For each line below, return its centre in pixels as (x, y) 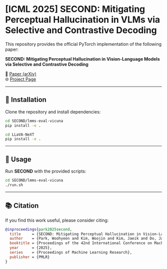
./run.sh (14, 185)
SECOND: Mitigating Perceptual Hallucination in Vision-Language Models (83, 59)
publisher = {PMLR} (30, 257)
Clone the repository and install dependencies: (53, 112)
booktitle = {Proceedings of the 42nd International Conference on (81, 243)
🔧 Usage (18, 159)
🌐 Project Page (21, 79)
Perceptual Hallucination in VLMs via (83, 20)
